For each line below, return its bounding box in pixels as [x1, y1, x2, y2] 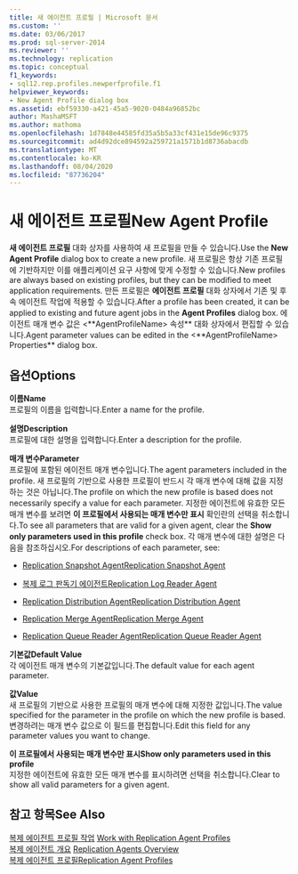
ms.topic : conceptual [9, 63, 90, 72]
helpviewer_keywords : [9, 87, 90, 96]
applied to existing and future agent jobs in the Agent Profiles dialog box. [9, 308, 278, 319]
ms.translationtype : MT [9, 145, 98, 154]
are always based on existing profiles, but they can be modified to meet [9, 275, 271, 286]
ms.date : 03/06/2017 [9, 29, 86, 38]
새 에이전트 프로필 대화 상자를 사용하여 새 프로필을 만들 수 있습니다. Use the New [9, 242, 289, 254]
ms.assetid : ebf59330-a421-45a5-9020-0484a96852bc [9, 104, 201, 113]
